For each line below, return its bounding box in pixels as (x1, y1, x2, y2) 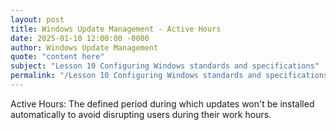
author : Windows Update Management (10, 42, 159, 53)
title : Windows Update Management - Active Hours (10, 24, 222, 34)
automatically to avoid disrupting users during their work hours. (10, 108, 272, 120)
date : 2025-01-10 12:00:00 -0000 (10, 33, 150, 43)
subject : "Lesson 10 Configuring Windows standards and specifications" (10, 61, 320, 71)
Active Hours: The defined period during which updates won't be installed (10, 97, 315, 110)
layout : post (10, 14, 65, 25)
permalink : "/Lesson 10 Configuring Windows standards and (10, 71, 262, 81)
